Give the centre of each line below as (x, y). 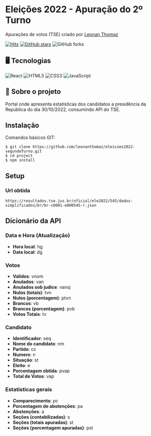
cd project (21, 156)
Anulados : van (28, 282)
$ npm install (20, 160)
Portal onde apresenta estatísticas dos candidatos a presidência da (76, 104)
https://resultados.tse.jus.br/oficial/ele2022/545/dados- (69, 201)
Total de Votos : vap (33, 376)
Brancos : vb (26, 304)
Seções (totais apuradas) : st (43, 422)
